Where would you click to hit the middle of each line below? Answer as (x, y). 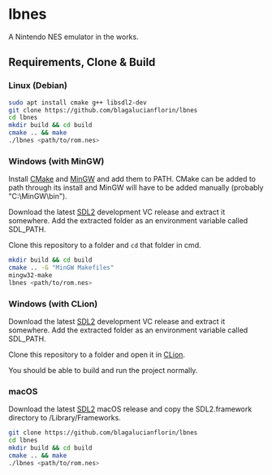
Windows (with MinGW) (56, 161)
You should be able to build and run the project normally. (103, 370)
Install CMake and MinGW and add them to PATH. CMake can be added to (132, 179)
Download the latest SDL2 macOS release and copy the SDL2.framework (130, 409)
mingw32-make (30, 275)
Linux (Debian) (38, 86)
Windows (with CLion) (53, 304)
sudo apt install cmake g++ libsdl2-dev (78, 103)
